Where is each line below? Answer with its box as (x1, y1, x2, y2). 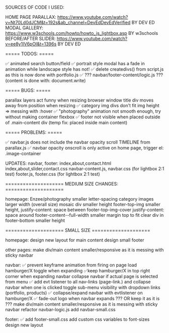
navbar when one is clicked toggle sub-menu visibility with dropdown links (5, 284, 160, 290)
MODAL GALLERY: (5, 25, 43, 31)
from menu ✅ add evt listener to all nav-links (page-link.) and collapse (5, 279, 151, 284)
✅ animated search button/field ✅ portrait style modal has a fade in (5, 61, 145, 66)
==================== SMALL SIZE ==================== (5, 227, 150, 233)
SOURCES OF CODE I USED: (5, 5, 65, 10)
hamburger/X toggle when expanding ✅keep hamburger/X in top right (5, 268, 150, 273)
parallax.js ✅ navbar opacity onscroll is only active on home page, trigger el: (5, 145, 164, 151)
